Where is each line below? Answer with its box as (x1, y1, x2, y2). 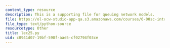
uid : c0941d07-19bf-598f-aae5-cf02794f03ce (5, 35, 99, 40)
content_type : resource (5, 7, 56, 12)
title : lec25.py (5, 30, 39, 35)
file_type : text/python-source (5, 21, 71, 26)
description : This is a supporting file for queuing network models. (5, 12, 155, 17)
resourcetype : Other (5, 26, 49, 31)
